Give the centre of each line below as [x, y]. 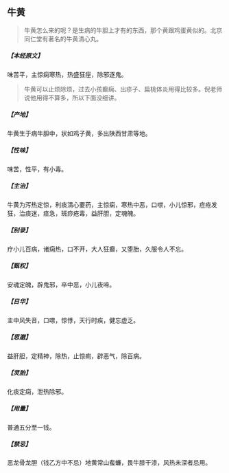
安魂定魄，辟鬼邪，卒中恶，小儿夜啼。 [61, 285]
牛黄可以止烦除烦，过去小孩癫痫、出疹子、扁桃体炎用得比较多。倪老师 [123, 89]
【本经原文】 [25, 56]
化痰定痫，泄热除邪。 [37, 391]
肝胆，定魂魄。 [118, 213]
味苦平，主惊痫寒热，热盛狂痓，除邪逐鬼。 [67, 74]
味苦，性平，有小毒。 [37, 169]
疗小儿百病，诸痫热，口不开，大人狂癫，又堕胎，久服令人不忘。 [97, 249]
